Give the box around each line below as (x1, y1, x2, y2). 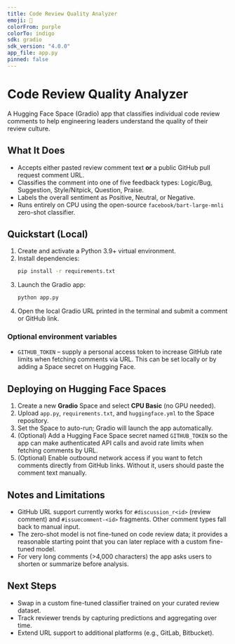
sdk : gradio (7, 36, 42, 43)
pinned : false (7, 56, 49, 63)
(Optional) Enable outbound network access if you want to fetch (17, 454, 203, 462)
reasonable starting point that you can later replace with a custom (17, 537, 208, 546)
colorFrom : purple (7, 23, 61, 30)
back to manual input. (17, 522, 81, 530)
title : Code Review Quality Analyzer (7, 10, 118, 18)
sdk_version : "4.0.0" (7, 43, 71, 50)
